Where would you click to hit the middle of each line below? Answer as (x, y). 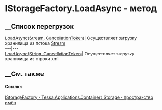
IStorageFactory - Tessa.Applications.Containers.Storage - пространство (79, 97)
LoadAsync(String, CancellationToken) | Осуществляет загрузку (70, 54)
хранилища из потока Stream (35, 43)
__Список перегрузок (40, 27)
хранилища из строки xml (32, 59)
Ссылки (14, 86)
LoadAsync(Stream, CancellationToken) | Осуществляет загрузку (71, 38)
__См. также (25, 74)
